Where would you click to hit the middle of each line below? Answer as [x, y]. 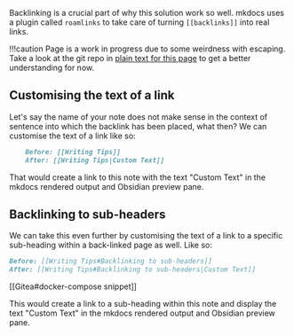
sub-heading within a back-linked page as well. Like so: [111, 245]
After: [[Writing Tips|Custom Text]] [95, 160]
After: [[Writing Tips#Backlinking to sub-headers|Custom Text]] [132, 270]
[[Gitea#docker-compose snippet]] [73, 286]
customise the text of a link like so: [72, 136]
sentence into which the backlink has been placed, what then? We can [138, 126]
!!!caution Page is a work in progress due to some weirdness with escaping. [147, 49]
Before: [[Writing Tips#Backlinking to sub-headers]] [111, 262]
